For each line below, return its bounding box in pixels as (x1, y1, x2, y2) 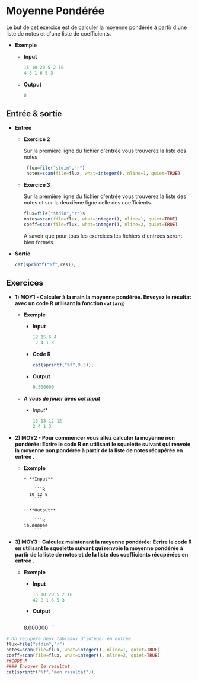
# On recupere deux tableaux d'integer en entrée (6, 636, 132, 642)
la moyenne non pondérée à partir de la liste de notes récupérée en (14, 446, 183, 454)
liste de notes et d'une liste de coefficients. (6, 30, 111, 37)
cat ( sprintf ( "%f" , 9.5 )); (32, 362, 94, 368)
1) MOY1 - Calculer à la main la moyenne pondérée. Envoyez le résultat (14, 293, 191, 300)
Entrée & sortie (6, 108, 62, 119)
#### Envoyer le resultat (6, 663, 70, 669)
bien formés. (23, 238, 55, 245)
